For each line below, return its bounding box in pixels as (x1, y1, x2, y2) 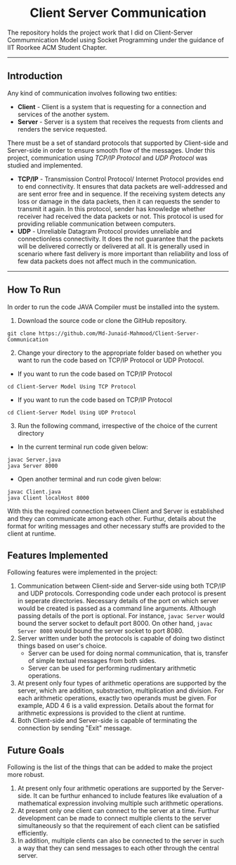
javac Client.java (7, 488, 61, 495)
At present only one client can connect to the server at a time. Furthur (17, 807, 220, 815)
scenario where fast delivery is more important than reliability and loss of (17, 249, 229, 258)
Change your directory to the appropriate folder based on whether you (17, 348, 222, 357)
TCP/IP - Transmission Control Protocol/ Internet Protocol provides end (17, 175, 224, 183)
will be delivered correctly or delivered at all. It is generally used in (17, 241, 209, 251)
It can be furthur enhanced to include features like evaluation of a (33, 792, 223, 800)
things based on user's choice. (17, 642, 107, 650)
